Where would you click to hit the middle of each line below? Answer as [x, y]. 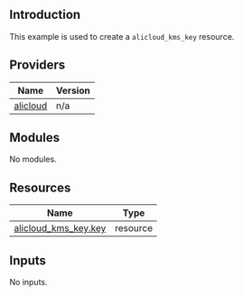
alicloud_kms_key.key [60, 228]
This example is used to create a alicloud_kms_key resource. [122, 36]
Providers [37, 65]
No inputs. [28, 282]
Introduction [45, 15]
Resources [40, 187]
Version [73, 90]
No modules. [33, 159]
